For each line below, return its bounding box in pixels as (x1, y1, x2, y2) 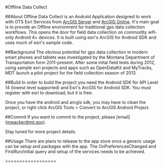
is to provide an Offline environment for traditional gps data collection (5, 24, 145, 30)
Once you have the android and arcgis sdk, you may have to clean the (5, 99, 146, 105)
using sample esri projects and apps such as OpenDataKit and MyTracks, (5, 65, 153, 71)
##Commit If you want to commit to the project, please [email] (5, 114, 131, 119)
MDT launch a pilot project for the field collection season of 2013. (5, 70, 137, 75)
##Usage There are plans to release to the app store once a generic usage (5, 138, 156, 144)
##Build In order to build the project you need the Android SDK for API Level (5, 79, 158, 85)
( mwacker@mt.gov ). (5, 119, 47, 125)
